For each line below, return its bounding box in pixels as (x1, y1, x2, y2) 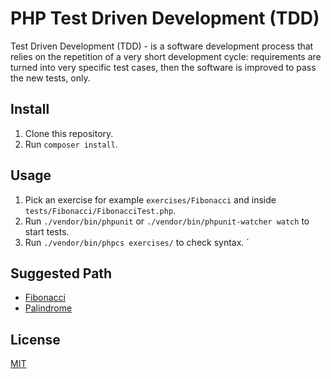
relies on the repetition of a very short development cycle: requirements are (10, 50, 322, 62)
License (10, 331, 61, 348)
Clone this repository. (24, 127, 114, 139)
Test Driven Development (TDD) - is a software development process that (10, 40, 314, 52)
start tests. (24, 225, 70, 237)
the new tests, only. (10, 72, 91, 84)
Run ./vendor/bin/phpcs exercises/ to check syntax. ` (24, 236, 250, 248)
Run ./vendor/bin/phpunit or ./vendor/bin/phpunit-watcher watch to (24, 215, 310, 227)
